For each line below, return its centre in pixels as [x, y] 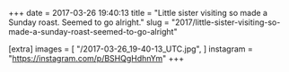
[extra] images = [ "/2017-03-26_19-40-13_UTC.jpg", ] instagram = [131, 49]
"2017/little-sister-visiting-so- [226, 22]
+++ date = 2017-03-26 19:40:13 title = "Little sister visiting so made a [138, 13]
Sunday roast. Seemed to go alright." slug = [89, 22]
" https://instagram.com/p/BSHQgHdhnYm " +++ [96, 58]
